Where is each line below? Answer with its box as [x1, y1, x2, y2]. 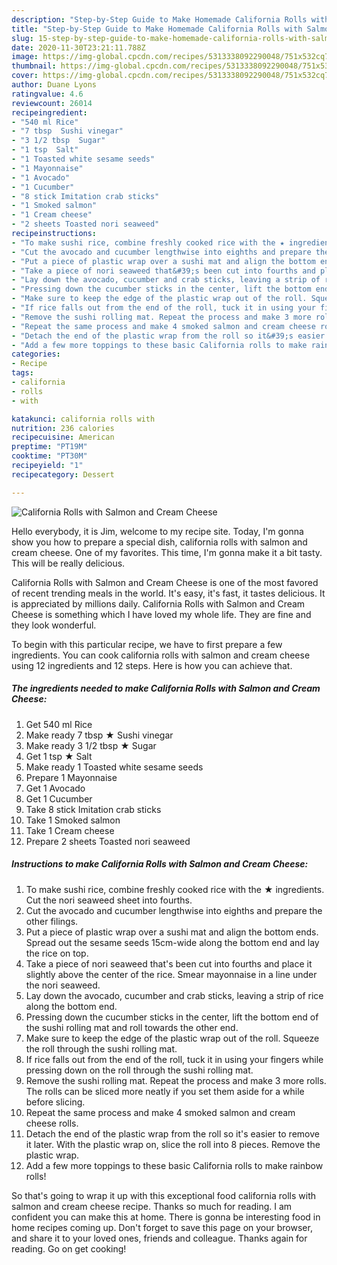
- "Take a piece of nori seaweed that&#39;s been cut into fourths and [11, 266, 316, 276]
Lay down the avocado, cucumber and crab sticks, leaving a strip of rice [25, 989, 324, 1001]
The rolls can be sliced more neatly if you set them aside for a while [25, 1085, 305, 1097]
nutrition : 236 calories [11, 423, 115, 433]
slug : [11, 33, 34, 43]
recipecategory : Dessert [11, 469, 115, 480]
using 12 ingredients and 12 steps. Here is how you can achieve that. [11, 659, 293, 671]
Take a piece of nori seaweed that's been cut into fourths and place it [25, 957, 313, 970]
